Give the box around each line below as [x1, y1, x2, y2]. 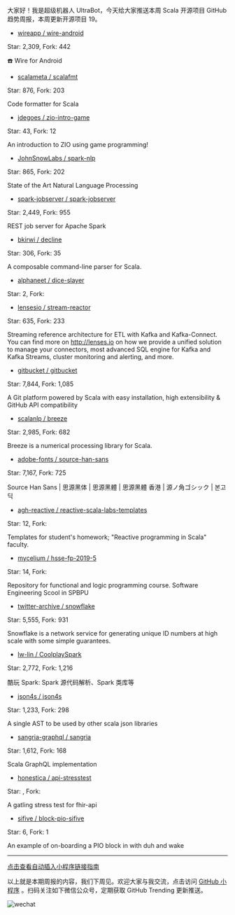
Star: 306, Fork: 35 [7, 249, 62, 257]
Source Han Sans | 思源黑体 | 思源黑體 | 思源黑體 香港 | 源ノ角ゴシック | [7, 483, 213, 491]
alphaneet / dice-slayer [17, 276, 85, 284]
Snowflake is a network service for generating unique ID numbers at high [7, 629, 218, 637]
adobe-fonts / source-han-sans [17, 455, 109, 463]
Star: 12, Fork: [7, 519, 48, 527]
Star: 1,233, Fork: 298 [7, 706, 70, 714]
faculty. [7, 540, 29, 548]
